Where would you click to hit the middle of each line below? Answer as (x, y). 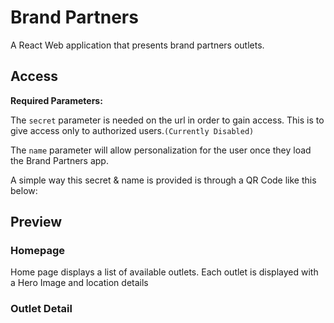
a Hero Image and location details (79, 283)
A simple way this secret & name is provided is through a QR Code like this (163, 180)
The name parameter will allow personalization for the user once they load (161, 150)
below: (24, 190)
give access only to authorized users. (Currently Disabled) (132, 130)
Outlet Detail (41, 309)
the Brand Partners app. (59, 160)
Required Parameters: (56, 100)
